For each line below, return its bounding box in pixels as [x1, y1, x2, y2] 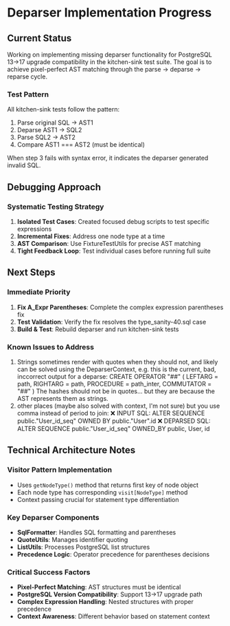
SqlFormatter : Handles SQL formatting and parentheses [16, 528, 176, 536]
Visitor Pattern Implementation [7, 465, 112, 474]
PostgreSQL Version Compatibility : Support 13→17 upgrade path [16, 590, 203, 598]
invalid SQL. [7, 161, 41, 169]
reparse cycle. [7, 72, 48, 81]
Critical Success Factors [7, 567, 91, 576]
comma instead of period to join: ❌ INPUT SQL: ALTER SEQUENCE [16, 408, 205, 417]
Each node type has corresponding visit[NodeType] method [16, 488, 188, 497]
